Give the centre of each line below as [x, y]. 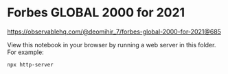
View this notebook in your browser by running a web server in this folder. [112, 45]
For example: [26, 52]
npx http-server [30, 64]
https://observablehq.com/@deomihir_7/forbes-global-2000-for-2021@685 [114, 32]
